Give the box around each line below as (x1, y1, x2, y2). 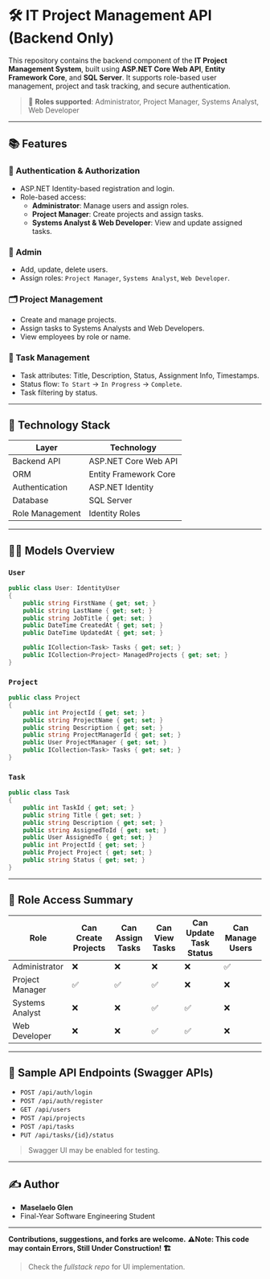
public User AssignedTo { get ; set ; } (22, 834, 153, 842)
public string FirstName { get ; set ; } (22, 599, 157, 607)
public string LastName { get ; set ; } (22, 606, 153, 615)
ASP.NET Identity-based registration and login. (19, 183, 175, 193)
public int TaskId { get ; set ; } (22, 803, 135, 812)
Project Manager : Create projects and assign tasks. (31, 209, 204, 219)
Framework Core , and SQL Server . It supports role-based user (8, 72, 217, 82)
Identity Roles (88, 508, 141, 519)
